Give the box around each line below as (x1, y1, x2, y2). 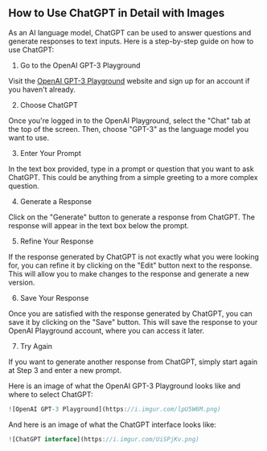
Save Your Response (19, 293, 89, 302)
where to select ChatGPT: (8, 389, 94, 399)
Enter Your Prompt (19, 148, 82, 158)
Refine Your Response (19, 236, 94, 246)
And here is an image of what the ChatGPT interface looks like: (8, 420, 217, 429)
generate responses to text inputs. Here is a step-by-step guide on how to (8, 36, 254, 46)
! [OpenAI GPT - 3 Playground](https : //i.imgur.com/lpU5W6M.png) (8, 405, 221, 413)
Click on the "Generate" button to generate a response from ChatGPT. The (8, 212, 256, 222)
